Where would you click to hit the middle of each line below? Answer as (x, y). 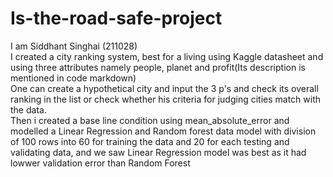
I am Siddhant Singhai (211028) (74, 46)
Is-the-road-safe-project (116, 18)
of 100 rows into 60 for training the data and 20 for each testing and (150, 141)
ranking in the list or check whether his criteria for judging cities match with (166, 99)
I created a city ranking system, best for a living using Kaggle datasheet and (167, 56)
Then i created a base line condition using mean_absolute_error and (150, 120)
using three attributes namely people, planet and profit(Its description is (158, 67)
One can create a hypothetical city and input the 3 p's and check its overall (164, 88)
